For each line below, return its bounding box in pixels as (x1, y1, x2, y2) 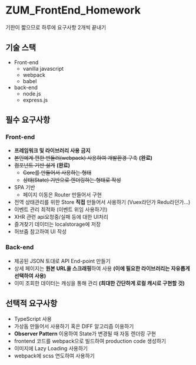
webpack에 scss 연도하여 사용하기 (14, 352, 95, 359)
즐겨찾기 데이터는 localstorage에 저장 (14, 221, 101, 228)
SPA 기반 (14, 184, 36, 191)
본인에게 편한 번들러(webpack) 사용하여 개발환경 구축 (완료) (14, 154, 152, 162)
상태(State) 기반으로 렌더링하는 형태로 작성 (22, 176, 121, 183)
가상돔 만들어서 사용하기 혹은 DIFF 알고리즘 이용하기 (14, 323, 134, 330)
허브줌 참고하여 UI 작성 (14, 228, 67, 235)
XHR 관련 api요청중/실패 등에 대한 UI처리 (14, 213, 108, 221)
